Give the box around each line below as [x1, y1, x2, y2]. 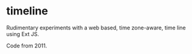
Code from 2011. [6, 42, 47, 49]
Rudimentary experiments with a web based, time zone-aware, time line [6, 24, 187, 31]
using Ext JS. [6, 30, 39, 37]
